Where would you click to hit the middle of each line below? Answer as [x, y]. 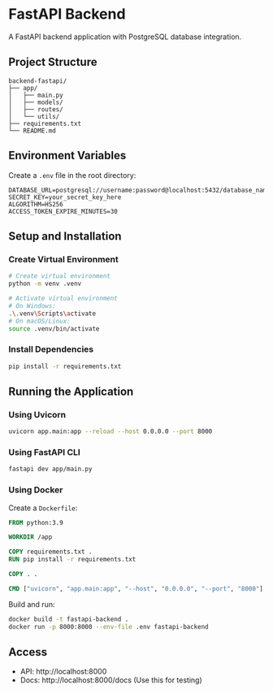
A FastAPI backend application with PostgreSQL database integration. [125, 37]
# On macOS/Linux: [39, 321]
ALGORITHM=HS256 [36, 204]
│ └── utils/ [34, 116]
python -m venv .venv [45, 284]
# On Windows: [32, 305]
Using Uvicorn [37, 414]
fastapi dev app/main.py [50, 469]
